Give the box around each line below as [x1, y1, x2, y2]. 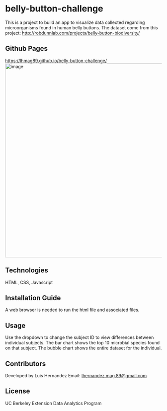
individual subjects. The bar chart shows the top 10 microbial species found [5, 340, 160, 346]
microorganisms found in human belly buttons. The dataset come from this [5, 24, 158, 30]
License [5, 387, 30, 396]
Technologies [5, 266, 49, 275]
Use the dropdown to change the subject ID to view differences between [5, 334, 154, 340]
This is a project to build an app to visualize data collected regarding [5, 19, 145, 25]
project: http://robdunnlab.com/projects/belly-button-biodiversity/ [5, 30, 140, 36]
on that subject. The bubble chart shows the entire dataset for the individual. [5, 345, 162, 351]
